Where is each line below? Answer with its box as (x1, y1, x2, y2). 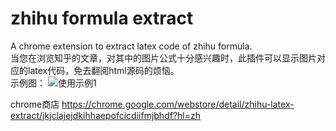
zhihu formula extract (10, 7, 194, 30)
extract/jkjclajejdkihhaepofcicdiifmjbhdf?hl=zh (10, 109, 202, 121)
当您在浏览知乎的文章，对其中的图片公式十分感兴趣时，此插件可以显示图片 (10, 52, 317, 64)
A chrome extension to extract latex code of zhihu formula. (10, 40, 253, 52)
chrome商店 (10, 98, 60, 110)
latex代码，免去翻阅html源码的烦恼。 (27, 64, 180, 76)
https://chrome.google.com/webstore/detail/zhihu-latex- (61, 98, 295, 110)
